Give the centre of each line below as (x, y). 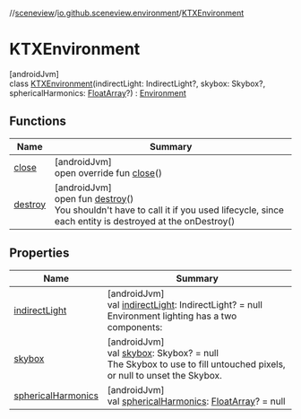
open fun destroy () (94, 198)
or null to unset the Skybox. (164, 375)
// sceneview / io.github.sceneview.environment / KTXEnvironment (127, 13)
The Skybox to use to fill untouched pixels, (196, 364)
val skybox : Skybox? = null (163, 353)
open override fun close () (108, 172)
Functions (38, 122)
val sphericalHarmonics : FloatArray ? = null (196, 401)
